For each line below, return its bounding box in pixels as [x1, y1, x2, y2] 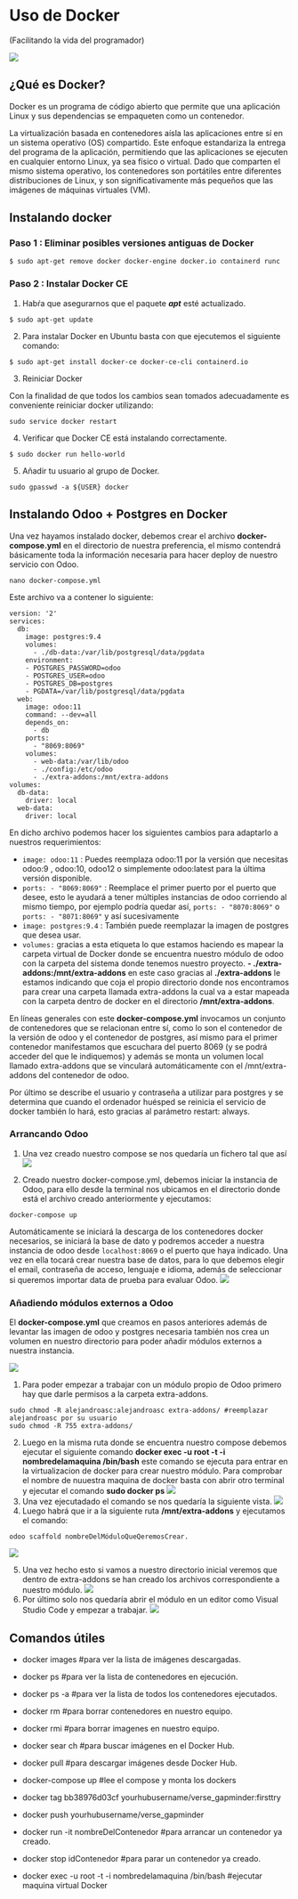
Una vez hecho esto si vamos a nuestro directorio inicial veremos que [21, 1564, 278, 1576]
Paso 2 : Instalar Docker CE [9, 278, 129, 290]
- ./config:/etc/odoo [32, 765, 114, 774]
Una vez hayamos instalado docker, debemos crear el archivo [9, 531, 236, 541]
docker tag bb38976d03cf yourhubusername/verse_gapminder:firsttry [21, 1791, 282, 1803]
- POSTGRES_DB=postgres [25, 678, 114, 688]
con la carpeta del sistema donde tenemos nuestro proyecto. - [21, 958, 252, 969]
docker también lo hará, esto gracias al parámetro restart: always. [9, 1106, 251, 1116]
